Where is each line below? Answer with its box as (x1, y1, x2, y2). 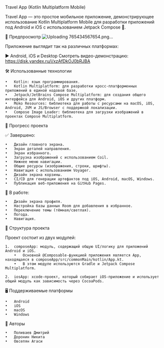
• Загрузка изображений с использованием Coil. (5, 155, 109, 160)
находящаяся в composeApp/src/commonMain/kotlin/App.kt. (5, 257, 124, 262)
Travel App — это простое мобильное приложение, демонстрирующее (5, 14, 154, 19)
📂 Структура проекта (5, 225, 50, 231)
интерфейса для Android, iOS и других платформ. (5, 97, 107, 102)
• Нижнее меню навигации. (5, 159, 63, 164)
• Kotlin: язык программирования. (5, 79, 80, 84)
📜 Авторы (5, 321, 26, 326)
